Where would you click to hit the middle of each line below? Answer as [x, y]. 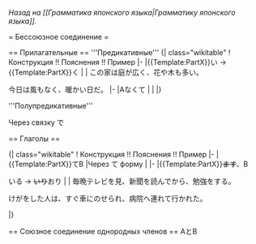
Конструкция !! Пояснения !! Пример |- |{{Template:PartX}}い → [117, 62]
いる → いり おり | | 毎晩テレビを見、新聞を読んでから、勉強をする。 [122, 181]
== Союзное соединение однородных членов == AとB [103, 231]
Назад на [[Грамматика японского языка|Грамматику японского [122, 13]
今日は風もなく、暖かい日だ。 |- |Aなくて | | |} [85, 90]
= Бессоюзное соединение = [59, 37]
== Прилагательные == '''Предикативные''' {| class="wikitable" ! [119, 52]
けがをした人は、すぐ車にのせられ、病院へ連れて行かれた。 [108, 198]
